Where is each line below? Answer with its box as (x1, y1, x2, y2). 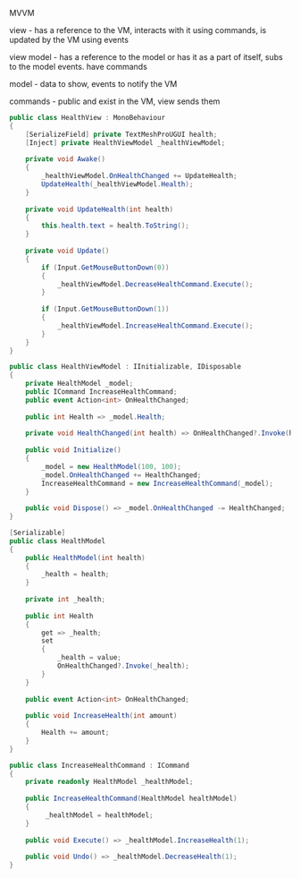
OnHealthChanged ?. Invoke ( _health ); (56, 661, 190, 670)
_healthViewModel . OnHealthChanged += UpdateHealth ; (41, 172, 238, 181)
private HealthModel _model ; (25, 379, 134, 388)
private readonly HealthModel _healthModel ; (25, 778, 194, 787)
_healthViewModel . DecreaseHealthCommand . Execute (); (56, 279, 254, 289)
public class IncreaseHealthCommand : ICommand (9, 761, 190, 770)
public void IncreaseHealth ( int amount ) (25, 712, 178, 720)
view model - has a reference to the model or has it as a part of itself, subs (9, 52, 283, 62)
